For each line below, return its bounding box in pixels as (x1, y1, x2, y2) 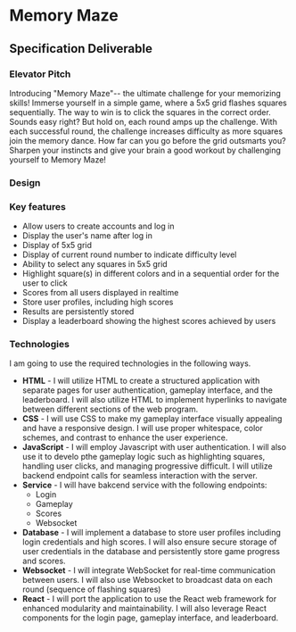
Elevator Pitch (9, 68, 71, 80)
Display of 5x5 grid (21, 240, 92, 251)
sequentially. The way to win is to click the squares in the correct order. (9, 106, 272, 117)
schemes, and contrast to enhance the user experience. (21, 432, 228, 443)
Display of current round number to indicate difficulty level (21, 249, 237, 260)
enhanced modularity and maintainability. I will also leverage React (21, 603, 267, 614)
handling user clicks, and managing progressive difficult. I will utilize (21, 461, 274, 471)
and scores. (21, 555, 66, 567)
